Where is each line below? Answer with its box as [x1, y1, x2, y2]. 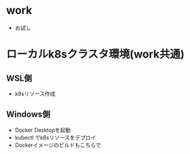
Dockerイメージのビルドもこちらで [14, 141, 101, 149]
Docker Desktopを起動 [14, 126, 71, 134]
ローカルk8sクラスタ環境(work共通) [6, 47, 185, 61]
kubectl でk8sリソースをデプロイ [14, 134, 96, 141]
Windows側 [6, 109, 50, 120]
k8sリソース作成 [14, 90, 56, 97]
